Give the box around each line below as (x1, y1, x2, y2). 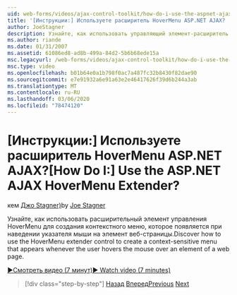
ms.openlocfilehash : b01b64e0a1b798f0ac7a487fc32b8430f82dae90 (7, 69, 197, 76)
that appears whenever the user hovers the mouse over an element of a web (7, 244, 230, 253)
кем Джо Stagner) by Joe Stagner (7, 200, 106, 209)
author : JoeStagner (7, 23, 65, 30)
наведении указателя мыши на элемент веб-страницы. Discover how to (7, 229, 221, 238)
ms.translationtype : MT (7, 83, 78, 90)
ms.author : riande (7, 37, 61, 44)
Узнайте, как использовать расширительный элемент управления (7, 215, 207, 223)
